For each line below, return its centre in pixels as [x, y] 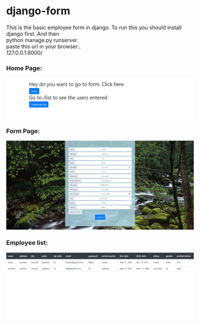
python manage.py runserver [42, 40]
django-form [38, 11]
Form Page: [23, 131]
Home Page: [24, 68]
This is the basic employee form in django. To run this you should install [94, 27]
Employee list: [27, 243]
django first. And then [33, 33]
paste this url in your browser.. [43, 46]
